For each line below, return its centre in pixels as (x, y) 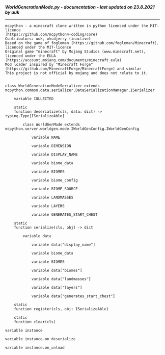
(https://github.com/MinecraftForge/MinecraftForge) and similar (73, 69)
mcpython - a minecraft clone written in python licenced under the (77, 26)
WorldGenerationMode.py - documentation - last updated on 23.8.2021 (80, 7)
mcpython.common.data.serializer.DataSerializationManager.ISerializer (80, 90)
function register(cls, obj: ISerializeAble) (61, 309)
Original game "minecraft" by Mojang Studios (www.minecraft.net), (76, 51)
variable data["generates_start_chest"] (73, 296)
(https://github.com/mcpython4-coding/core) (51, 34)
